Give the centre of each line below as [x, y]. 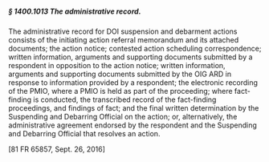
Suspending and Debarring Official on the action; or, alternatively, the [123, 116]
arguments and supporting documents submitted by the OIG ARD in [120, 74]
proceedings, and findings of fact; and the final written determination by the [134, 107]
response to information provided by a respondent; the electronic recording [133, 82]
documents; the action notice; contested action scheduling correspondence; [135, 48]
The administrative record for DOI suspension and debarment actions [123, 31]
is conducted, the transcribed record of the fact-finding [125, 99]
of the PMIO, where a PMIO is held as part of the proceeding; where [120, 91]
